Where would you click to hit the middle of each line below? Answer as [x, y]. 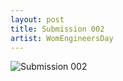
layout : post [37, 19]
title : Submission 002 [57, 29]
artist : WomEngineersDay [62, 38]
